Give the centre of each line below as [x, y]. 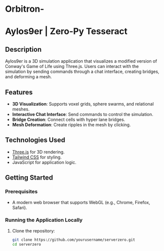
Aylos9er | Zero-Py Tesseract [66, 32]
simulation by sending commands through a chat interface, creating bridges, [82, 71]
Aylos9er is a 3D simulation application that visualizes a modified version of [81, 61]
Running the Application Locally [44, 220]
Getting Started [29, 178]
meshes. [21, 109]
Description [23, 49]
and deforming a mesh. [29, 77]
